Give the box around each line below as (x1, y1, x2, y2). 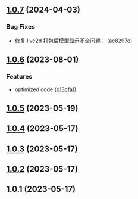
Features (6, 73, 33, 80)
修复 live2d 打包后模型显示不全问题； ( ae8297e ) (14, 37, 133, 44)
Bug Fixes (6, 23, 36, 31)
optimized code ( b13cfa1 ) (14, 86, 77, 93)
